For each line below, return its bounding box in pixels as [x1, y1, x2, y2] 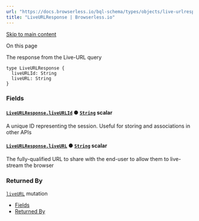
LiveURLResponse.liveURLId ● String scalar [6, 109, 113, 116]
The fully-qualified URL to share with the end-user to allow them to [6, 155, 169, 162]
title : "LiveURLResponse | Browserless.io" [6, 14, 115, 20]
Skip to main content [6, 30, 57, 37]
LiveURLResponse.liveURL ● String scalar [6, 142, 108, 149]
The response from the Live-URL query [6, 53, 102, 61]
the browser [24, 162, 54, 169]
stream [6, 162, 24, 169]
